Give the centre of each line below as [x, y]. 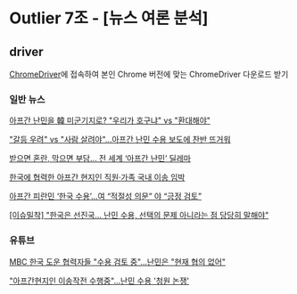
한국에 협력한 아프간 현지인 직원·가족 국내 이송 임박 [97, 177]
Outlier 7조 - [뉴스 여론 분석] [109, 18]
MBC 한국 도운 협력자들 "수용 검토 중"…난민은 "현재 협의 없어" [117, 261]
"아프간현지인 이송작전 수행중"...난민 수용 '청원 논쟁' [99, 281]
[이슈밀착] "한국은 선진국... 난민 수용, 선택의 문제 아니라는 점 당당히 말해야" [139, 216]
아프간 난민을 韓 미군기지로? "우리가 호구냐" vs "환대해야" [110, 120]
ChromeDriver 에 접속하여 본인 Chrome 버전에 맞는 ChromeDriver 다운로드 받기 [149, 74]
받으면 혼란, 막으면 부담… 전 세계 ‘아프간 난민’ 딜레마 [100, 159]
